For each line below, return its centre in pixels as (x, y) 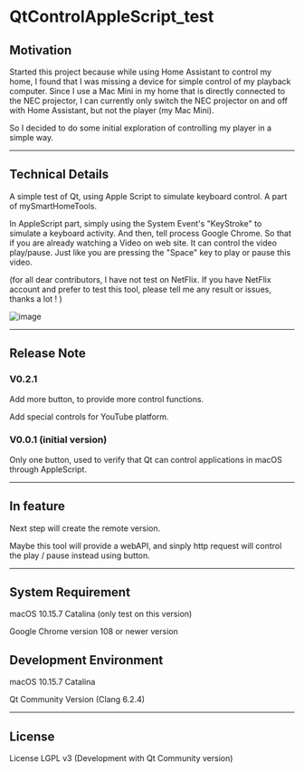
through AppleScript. (48, 469)
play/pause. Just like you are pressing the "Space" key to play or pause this (150, 252)
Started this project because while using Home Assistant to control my (141, 72)
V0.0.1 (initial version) (58, 439)
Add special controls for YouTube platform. (89, 416)
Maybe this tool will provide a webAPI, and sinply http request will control (146, 545)
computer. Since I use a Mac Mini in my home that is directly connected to (147, 91)
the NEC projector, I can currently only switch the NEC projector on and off (148, 101)
